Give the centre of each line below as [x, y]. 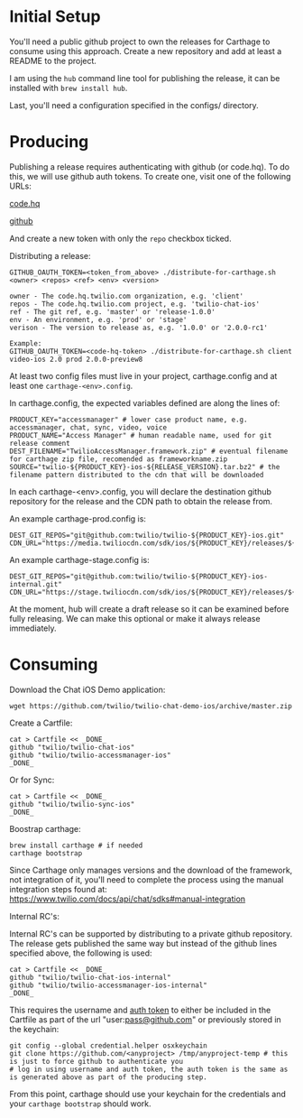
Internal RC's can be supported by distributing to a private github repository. [151, 933]
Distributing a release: [50, 255]
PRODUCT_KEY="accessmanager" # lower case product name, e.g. [129, 420]
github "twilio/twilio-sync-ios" [72, 804]
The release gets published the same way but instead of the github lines [143, 943]
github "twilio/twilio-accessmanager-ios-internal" [108, 985]
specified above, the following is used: [81, 953]
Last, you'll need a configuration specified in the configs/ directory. [134, 105]
